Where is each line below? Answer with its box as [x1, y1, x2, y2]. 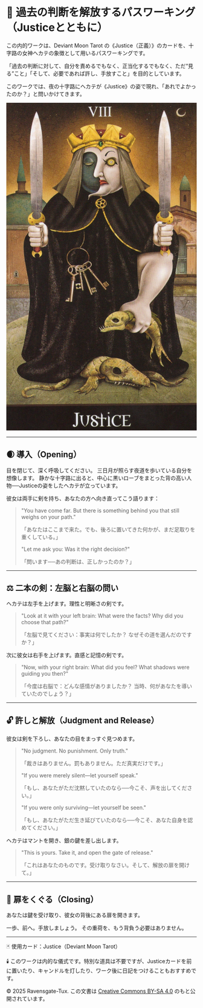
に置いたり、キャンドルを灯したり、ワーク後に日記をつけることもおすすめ [6, 967, 192, 975]
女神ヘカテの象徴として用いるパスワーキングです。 [22, 49, 149, 56]
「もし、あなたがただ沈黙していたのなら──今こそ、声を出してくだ [21, 785, 187, 792]
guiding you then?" [21, 670, 68, 677]
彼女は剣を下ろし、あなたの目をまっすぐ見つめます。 [6, 735, 138, 742]
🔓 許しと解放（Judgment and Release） [6, 715, 159, 725]
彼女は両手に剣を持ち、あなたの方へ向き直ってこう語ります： [6, 495, 160, 502]
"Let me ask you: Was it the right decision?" [21, 545, 130, 553]
